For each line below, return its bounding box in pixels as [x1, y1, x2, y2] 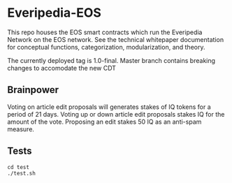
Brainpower [7, 84, 59, 96]
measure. [7, 124, 35, 133]
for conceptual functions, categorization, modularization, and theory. [7, 43, 205, 51]
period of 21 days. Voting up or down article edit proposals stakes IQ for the [7, 110, 225, 118]
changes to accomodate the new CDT [7, 64, 117, 72]
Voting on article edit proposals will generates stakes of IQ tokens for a [7, 103, 211, 111]
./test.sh [7, 170, 36, 177]
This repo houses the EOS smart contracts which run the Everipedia [7, 28, 203, 36]
